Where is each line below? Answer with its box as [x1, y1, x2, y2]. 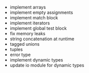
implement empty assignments [9, 9, 73, 15]
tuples [9, 47, 23, 52]
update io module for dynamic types [9, 62, 85, 68]
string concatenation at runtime [9, 36, 75, 42]
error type [9, 52, 31, 58]
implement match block [9, 15, 58, 20]
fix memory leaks [9, 31, 46, 36]
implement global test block [9, 25, 67, 31]
